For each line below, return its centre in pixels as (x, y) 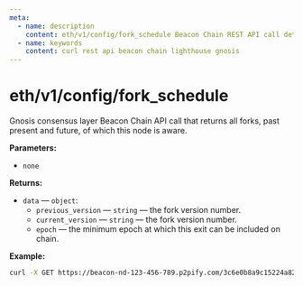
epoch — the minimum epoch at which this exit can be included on (158, 229)
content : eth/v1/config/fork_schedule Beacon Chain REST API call (153, 34)
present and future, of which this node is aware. (98, 131)
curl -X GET (32, 273)
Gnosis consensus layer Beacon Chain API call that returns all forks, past (144, 121)
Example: (28, 256)
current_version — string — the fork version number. (136, 220)
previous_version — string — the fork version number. (138, 210)
